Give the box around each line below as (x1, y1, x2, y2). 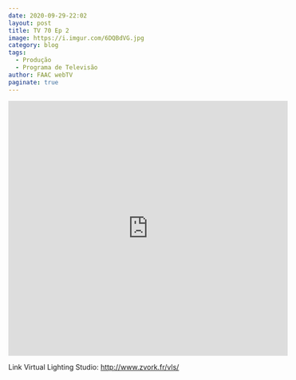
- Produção (15, 57, 52, 65)
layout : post (8, 19, 52, 27)
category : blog (8, 41, 59, 49)
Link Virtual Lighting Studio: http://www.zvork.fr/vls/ (8, 362, 180, 371)
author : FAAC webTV (8, 71, 73, 79)
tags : (8, 49, 26, 57)
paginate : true (8, 78, 59, 86)
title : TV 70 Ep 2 (8, 26, 69, 34)
